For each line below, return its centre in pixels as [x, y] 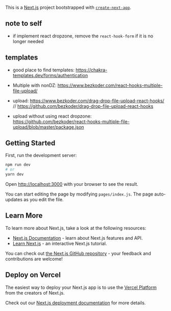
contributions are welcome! [34, 259]
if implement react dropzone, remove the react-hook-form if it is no [83, 36]
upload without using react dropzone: [52, 116]
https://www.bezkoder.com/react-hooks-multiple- [110, 85]
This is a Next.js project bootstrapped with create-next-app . [68, 7]
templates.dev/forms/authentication [50, 75]
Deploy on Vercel [33, 275]
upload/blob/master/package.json [48, 127]
